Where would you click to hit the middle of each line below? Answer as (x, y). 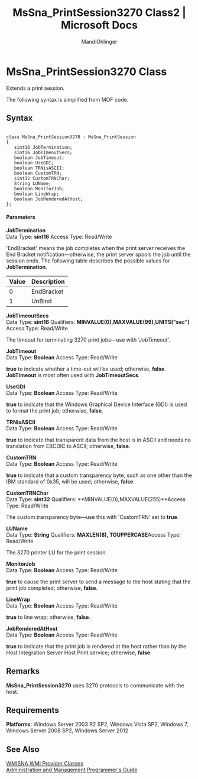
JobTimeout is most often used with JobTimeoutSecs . (73, 375)
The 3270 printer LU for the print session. (57, 552)
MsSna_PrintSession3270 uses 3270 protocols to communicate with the (95, 685)
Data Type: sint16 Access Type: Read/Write (59, 236)
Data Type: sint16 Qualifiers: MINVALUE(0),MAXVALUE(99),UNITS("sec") (98, 322)
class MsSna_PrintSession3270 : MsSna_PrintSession (71, 137)
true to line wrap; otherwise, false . (48, 617)
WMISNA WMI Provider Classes (45, 764)
